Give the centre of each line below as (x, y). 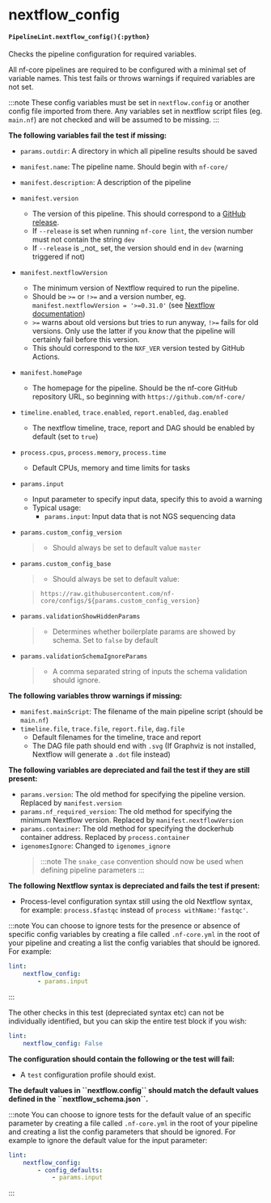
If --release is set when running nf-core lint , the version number (143, 231)
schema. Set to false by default (105, 640)
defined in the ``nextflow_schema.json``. (78, 1099)
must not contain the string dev (84, 239)
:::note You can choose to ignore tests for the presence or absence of (124, 926)
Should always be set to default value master (127, 548)
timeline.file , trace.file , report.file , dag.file (102, 728)
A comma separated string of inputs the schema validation (150, 672)
